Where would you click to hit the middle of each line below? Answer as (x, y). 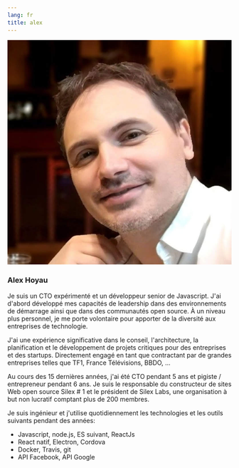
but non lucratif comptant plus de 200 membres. (78, 399)
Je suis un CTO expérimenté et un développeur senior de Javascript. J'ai (115, 296)
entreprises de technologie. (48, 326)
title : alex (25, 22)
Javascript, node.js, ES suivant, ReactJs (76, 434)
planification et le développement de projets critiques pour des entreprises (117, 347)
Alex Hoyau (28, 280)
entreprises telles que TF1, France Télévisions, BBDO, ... (89, 363)
